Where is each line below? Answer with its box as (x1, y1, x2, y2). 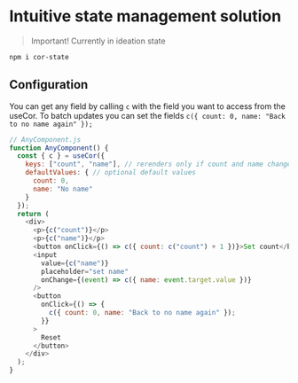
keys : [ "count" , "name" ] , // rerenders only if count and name (25, 160, 264, 169)
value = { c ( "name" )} (41, 259, 109, 268)
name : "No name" (32, 184, 93, 193)
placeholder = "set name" (41, 267, 129, 276)
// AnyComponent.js (9, 135, 82, 144)
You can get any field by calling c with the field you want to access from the (9, 100, 286, 112)
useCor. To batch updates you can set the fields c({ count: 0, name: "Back (9, 110, 286, 121)
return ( (17, 209, 50, 218)
